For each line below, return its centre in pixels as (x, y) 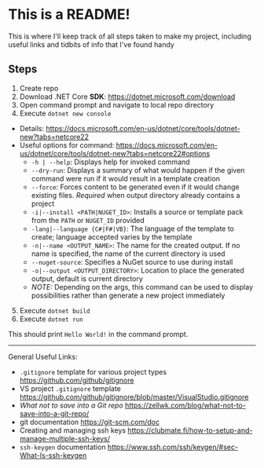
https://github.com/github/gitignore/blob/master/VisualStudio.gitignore (134, 397)
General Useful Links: (43, 356)
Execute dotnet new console (65, 113)
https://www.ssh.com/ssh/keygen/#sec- (172, 447)
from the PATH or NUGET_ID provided (88, 220)
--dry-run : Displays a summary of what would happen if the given (138, 170)
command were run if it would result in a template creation (126, 178)
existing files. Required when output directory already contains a (136, 195)
